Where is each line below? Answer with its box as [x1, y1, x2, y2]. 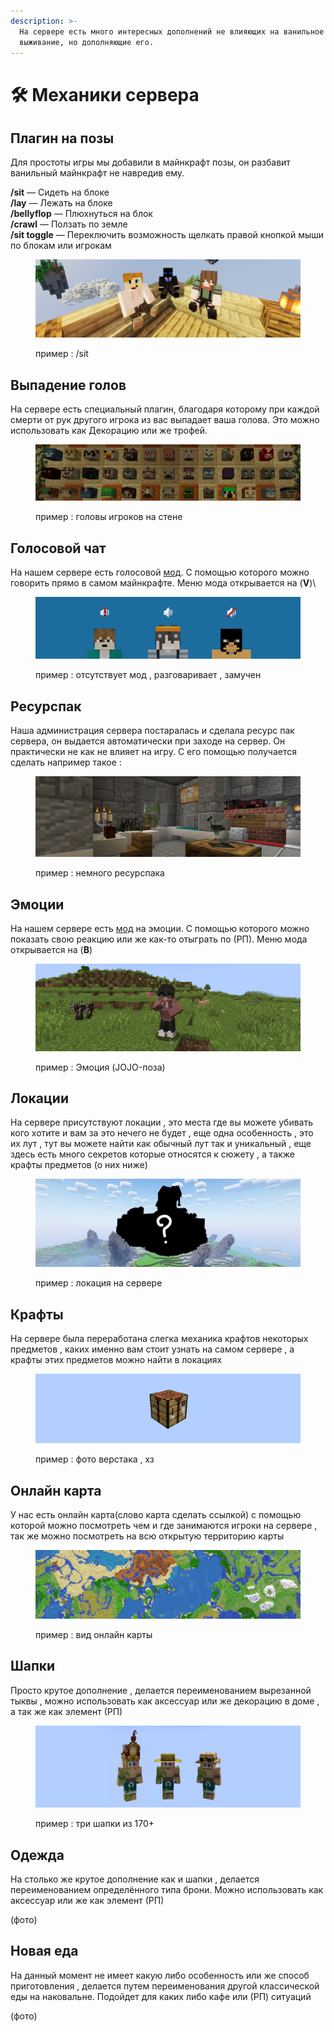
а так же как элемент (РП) [10, 1705, 123, 1717]
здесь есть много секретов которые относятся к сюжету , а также [10, 1148, 296, 1160]
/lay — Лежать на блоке [10, 197, 113, 209]
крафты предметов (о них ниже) [10, 1159, 148, 1171]
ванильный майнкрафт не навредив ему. [10, 167, 185, 179]
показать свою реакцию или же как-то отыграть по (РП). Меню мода [10, 933, 308, 945]
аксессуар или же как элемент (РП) [10, 1894, 165, 1906]
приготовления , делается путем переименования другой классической [10, 1980, 320, 1992]
